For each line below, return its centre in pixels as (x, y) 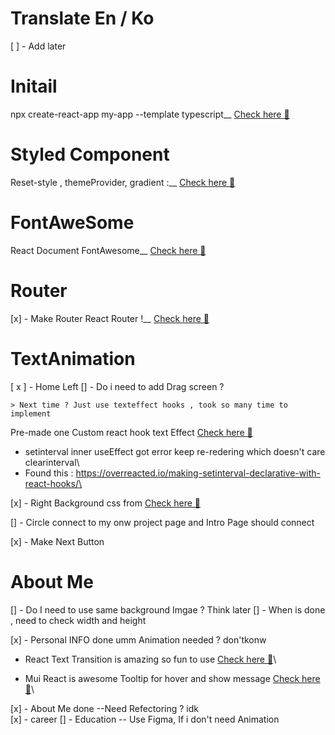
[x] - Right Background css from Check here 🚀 (106, 503)
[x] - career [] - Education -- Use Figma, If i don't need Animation (145, 719)
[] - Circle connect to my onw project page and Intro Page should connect (162, 522)
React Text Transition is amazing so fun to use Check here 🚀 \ (150, 659)
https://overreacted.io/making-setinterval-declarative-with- (198, 473)
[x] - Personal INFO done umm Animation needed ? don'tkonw (138, 639)
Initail (34, 86)
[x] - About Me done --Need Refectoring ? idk (105, 708)
